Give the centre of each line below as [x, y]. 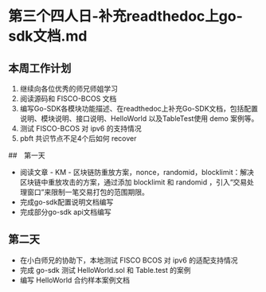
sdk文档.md [48, 36]
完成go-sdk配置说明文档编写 [66, 202]
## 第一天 [27, 155]
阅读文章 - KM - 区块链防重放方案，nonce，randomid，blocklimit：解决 [137, 172]
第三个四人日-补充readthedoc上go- [125, 16]
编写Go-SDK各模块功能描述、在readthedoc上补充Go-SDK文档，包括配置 [139, 109]
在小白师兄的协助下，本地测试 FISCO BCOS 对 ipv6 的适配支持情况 [129, 260]
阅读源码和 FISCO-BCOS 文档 [68, 99]
